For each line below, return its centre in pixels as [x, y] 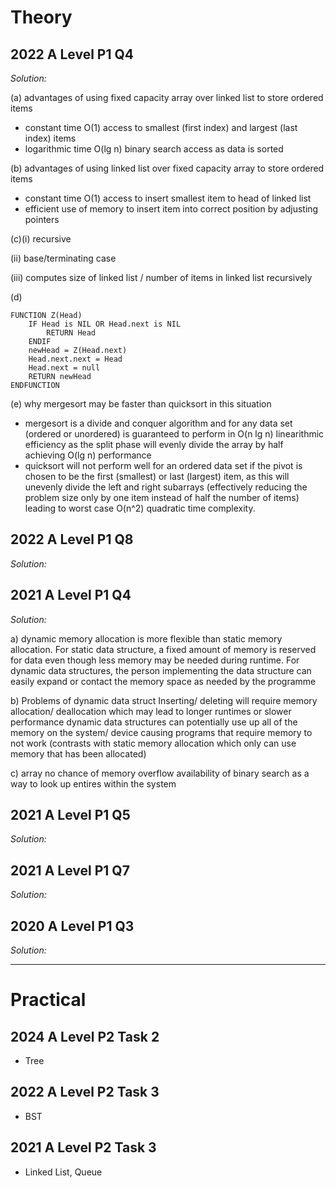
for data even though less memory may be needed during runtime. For [155, 660]
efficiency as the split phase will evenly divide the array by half [154, 444]
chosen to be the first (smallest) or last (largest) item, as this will [157, 476]
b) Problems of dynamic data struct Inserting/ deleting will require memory [164, 700]
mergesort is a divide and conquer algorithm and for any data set [158, 423]
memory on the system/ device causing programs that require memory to [161, 732]
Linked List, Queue [63, 1172]
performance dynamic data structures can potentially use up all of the [154, 722]
